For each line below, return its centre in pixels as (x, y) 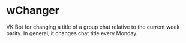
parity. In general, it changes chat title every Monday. (72, 33)
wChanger (33, 10)
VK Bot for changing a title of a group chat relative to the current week (93, 27)
